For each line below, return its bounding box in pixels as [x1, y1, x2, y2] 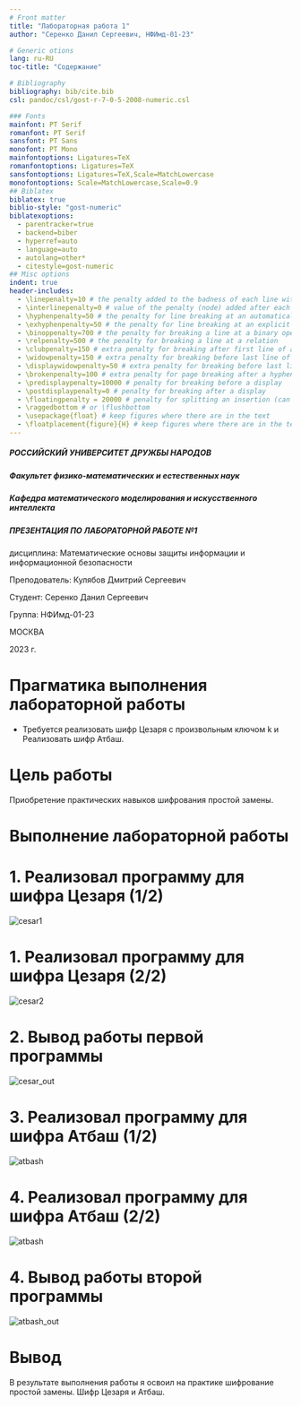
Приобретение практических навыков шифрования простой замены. [9, 794, 274, 805]
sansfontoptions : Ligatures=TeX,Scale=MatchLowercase [9, 169, 215, 179]
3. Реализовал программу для [9, 1108, 248, 1127]
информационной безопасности [9, 556, 133, 567]
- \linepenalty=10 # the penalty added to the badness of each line [17, 295, 279, 304]
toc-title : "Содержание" [9, 63, 102, 72]
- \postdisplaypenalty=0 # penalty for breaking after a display [17, 386, 267, 395]
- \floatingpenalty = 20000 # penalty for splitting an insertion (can [17, 395, 291, 404]
